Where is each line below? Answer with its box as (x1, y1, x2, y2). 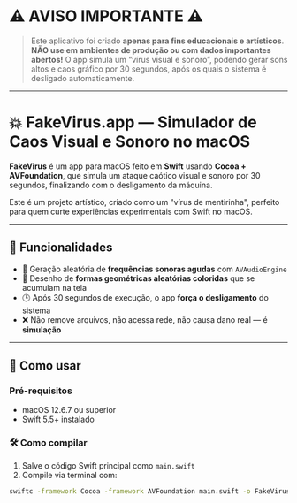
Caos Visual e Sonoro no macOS (9, 132, 250, 152)
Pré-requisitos (9, 385, 72, 397)
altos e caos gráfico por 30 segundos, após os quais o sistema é (30, 64, 267, 74)
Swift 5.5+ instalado (21, 414, 95, 425)
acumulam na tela (21, 282, 87, 293)
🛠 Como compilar (9, 437, 88, 449)
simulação (21, 324, 62, 335)
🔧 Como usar (9, 358, 81, 373)
